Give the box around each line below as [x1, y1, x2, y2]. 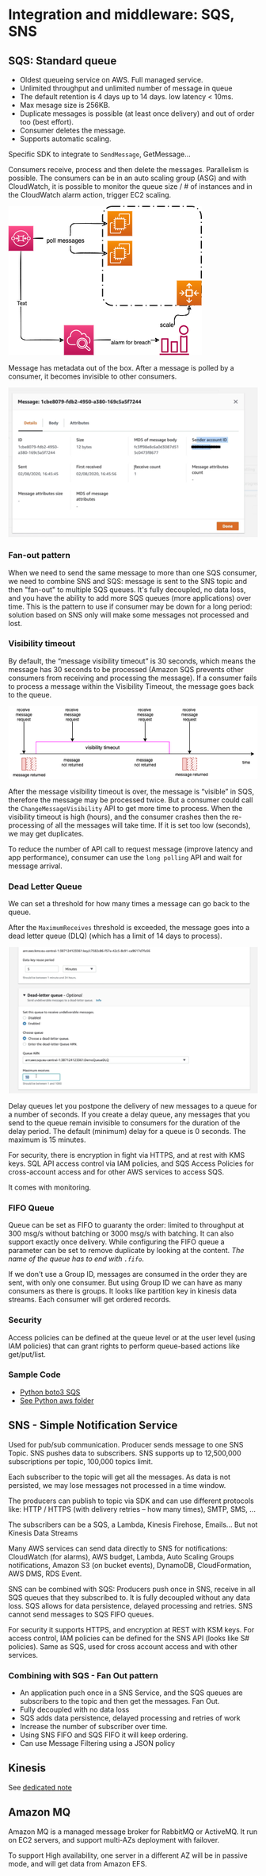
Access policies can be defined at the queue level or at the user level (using [8, 1332, 256, 1342]
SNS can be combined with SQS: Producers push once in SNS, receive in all [8, 1584, 256, 1593]
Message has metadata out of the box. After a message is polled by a [8, 363, 235, 372]
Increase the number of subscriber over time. [19, 1721, 168, 1731]
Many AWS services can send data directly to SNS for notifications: [8, 1543, 228, 1553]
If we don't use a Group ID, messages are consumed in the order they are [8, 1270, 248, 1279]
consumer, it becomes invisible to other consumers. [8, 371, 177, 381]
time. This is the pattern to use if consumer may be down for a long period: [8, 602, 253, 611]
